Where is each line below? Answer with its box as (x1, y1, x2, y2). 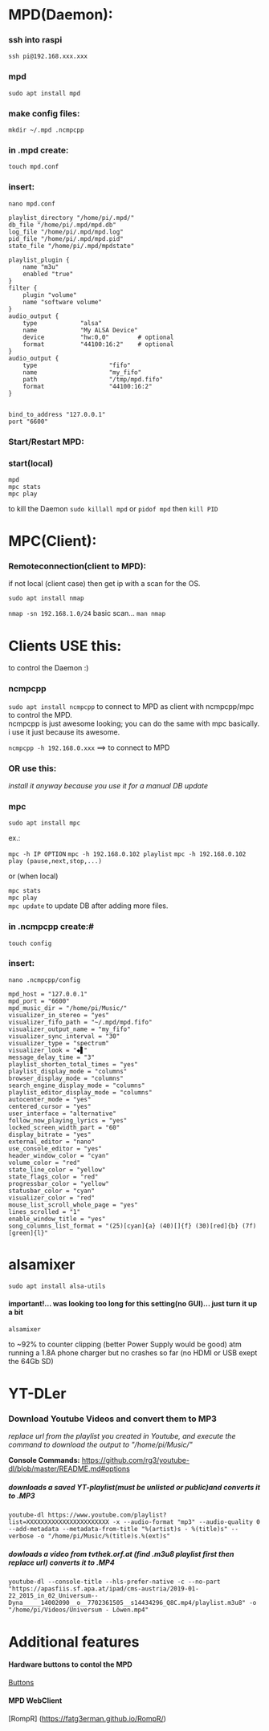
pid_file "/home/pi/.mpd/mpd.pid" (8, 234, 124, 242)
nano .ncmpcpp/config (8, 975, 81, 984)
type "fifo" (22, 361, 131, 369)
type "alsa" (22, 319, 103, 327)
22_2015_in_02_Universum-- (8, 1592, 99, 1600)
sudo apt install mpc (8, 819, 81, 828)
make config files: (8, 108, 80, 119)
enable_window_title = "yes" (8, 1215, 106, 1223)
